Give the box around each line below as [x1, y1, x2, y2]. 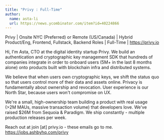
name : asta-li [9, 16, 38, 21]
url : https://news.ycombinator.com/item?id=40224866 [9, 21, 119, 26]
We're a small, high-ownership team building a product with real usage [5, 99, 148, 105]
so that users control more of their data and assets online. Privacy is [5, 79, 142, 85]
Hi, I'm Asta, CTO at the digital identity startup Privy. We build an [5, 49, 136, 55]
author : [5, 12, 21, 17]
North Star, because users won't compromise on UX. [5, 90, 112, 95]
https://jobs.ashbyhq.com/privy [5, 129, 69, 135]
